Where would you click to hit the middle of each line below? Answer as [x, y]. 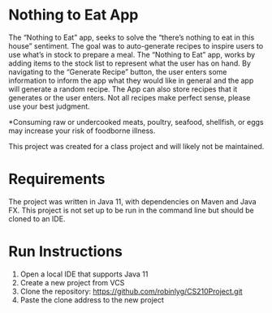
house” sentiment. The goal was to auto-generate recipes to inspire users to [136, 45]
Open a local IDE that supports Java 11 [84, 274]
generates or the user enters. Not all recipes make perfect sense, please [130, 97]
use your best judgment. [50, 106]
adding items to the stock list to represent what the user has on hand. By [130, 63]
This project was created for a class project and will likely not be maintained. [136, 146]
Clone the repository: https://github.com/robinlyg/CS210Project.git [131, 291]
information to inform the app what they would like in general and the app [131, 80]
